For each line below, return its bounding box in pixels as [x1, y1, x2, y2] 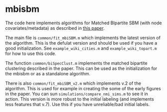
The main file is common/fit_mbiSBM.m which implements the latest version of [5, 35, 161, 41]
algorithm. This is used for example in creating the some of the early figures [5, 85, 161, 91]
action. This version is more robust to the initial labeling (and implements [5, 96, 155, 102]
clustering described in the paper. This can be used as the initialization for [5, 65, 158, 71]
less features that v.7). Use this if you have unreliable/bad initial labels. [5, 101, 150, 107]
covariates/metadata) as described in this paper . [5, 25, 105, 31]
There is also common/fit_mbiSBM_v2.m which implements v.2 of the [5, 80, 141, 86]
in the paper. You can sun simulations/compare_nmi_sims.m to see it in [5, 91, 149, 97]
